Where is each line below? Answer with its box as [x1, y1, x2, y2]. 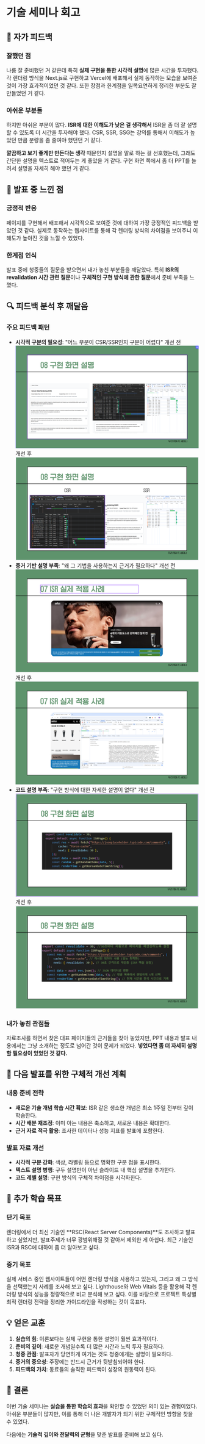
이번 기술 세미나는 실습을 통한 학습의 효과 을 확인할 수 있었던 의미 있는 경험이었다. [6, 1403, 198, 1410]
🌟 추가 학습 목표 [6, 1193, 62, 1204]
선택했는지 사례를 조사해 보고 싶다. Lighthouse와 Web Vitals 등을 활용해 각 [12, 1283, 191, 1290]
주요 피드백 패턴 [6, 323, 50, 332]
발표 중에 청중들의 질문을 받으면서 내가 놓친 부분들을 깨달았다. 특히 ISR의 [6, 266, 179, 273]
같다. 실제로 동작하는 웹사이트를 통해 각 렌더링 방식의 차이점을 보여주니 [24, 226, 192, 234]
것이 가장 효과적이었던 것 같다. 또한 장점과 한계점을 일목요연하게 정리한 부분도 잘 [6, 82, 197, 89]
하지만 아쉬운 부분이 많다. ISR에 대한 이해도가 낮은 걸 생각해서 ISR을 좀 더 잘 [6, 121, 186, 129]
